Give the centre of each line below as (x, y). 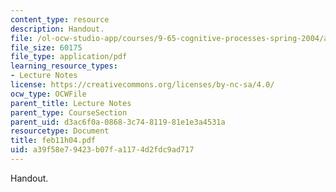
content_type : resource (60, 19)
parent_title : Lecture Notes (71, 103)
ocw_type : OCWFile (48, 94)
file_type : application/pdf (69, 57)
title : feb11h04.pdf (53, 141)
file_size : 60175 (46, 47)
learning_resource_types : (64, 66)
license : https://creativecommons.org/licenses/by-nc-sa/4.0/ (142, 85)
